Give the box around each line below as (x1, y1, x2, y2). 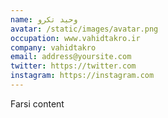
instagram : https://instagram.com (10, 71, 155, 81)
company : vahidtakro (10, 42, 97, 53)
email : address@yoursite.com (10, 52, 132, 62)
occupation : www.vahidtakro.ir (10, 33, 141, 43)
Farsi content (10, 97, 65, 110)
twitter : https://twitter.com (10, 61, 137, 71)
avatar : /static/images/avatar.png (10, 24, 159, 34)
